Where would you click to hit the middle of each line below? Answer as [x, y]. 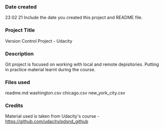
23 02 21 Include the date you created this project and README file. [74, 18]
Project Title [20, 30]
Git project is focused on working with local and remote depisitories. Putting [82, 64]
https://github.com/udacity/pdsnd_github [47, 122]
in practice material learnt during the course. [50, 69]
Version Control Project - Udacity [39, 41]
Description [19, 53]
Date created [21, 7]
